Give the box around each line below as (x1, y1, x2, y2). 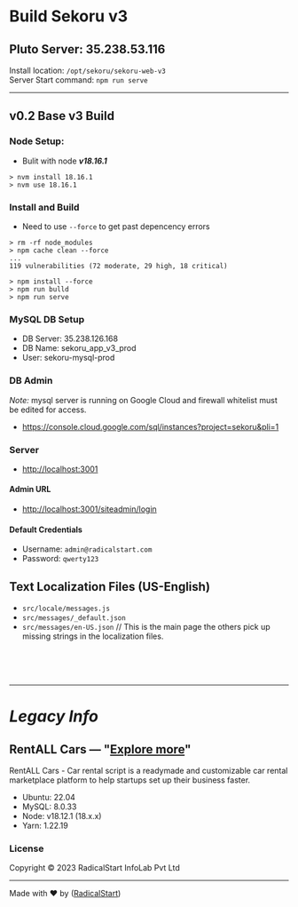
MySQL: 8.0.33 (21, 801, 77, 812)
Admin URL (9, 484, 51, 495)
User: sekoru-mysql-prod (21, 353, 115, 363)
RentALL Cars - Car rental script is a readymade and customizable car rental (9, 766, 288, 776)
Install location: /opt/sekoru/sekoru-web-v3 (9, 65, 167, 76)
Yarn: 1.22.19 (21, 820, 68, 831)
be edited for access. (9, 404, 87, 415)
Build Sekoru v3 (9, 6, 129, 27)
